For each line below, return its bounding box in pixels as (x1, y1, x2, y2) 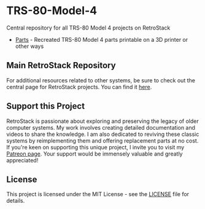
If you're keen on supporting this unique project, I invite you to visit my (6, 143, 185, 151)
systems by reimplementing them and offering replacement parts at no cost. (6, 136, 199, 144)
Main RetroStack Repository (6, 60, 116, 71)
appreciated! (6, 156, 39, 164)
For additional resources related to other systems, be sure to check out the (6, 76, 195, 84)
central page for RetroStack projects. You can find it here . (6, 83, 152, 90)
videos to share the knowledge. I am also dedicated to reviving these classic (6, 130, 199, 138)
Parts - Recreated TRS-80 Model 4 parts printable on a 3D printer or (15, 36, 188, 43)
